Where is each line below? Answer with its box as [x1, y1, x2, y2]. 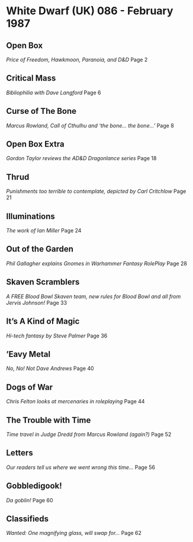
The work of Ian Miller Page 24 [6, 227, 82, 234]
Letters [6, 448, 34, 458]
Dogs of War [6, 382, 53, 392]
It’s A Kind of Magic [6, 316, 80, 327]
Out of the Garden [6, 244, 74, 254]
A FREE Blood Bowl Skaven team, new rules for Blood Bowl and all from [6, 292, 181, 300]
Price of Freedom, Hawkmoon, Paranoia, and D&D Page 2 [6, 56, 148, 63]
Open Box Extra [6, 139, 65, 149]
